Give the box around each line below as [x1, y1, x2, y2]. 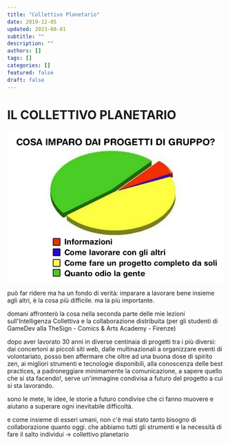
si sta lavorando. [7, 382, 54, 390]
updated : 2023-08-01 [7, 25, 67, 32]
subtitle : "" [7, 33, 45, 40]
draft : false [7, 76, 45, 83]
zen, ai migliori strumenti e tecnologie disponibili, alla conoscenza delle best [7, 360, 223, 368]
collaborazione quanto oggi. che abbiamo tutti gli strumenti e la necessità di [7, 423, 222, 431]
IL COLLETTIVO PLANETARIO [7, 107, 177, 123]
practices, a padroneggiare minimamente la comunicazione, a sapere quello [7, 367, 222, 375]
